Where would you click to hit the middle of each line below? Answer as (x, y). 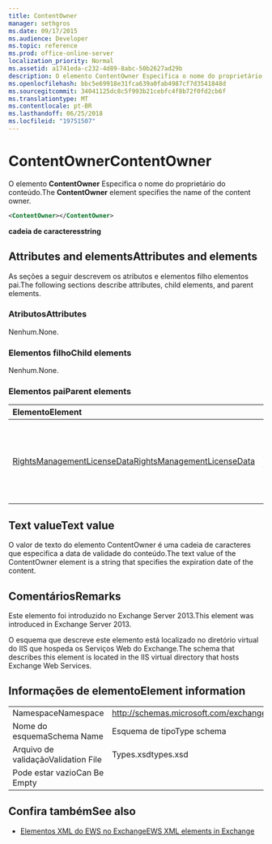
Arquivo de (33, 749)
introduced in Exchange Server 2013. (70, 625)
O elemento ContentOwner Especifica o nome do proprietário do (117, 184)
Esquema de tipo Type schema (169, 731)
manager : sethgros (39, 23)
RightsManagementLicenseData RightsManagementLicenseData (134, 461)
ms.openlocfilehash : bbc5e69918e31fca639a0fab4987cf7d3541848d (117, 83)
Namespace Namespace (58, 713)
